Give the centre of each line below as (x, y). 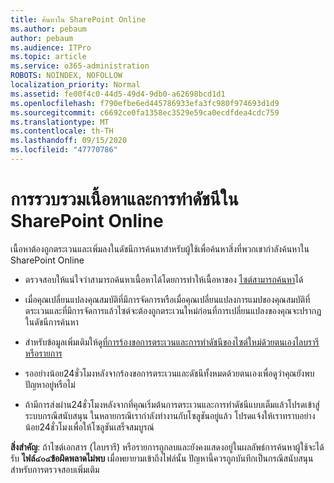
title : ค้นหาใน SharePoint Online (78, 19)
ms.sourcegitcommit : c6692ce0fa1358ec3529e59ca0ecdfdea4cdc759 (145, 112)
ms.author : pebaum (48, 29)
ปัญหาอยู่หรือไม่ (50, 384)
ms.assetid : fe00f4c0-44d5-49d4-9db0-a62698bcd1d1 (118, 94)
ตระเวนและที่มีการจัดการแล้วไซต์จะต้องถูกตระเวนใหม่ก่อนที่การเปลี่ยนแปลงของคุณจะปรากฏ (173, 310)
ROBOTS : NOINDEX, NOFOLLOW (66, 76)
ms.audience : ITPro (51, 47)
